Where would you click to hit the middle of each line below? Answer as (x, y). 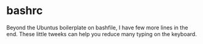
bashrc (25, 11)
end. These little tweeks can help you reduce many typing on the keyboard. (102, 34)
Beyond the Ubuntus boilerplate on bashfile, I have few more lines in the (97, 28)
